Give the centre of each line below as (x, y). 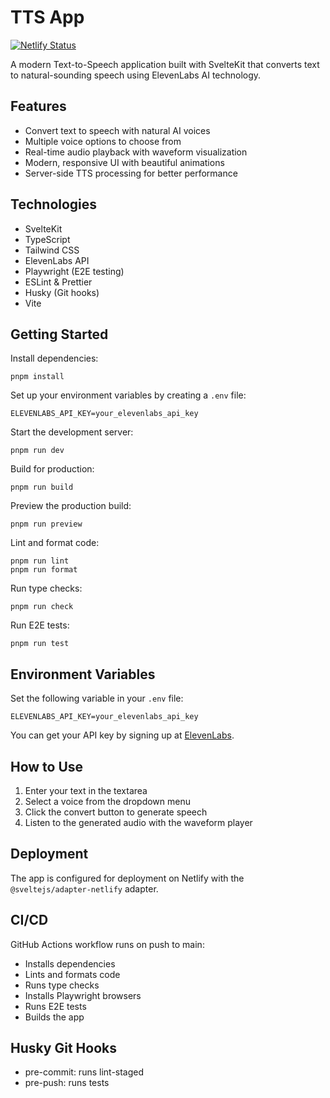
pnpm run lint (40, 561)
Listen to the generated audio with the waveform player (138, 822)
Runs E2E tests (55, 1006)
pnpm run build (42, 487)
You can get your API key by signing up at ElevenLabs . (122, 735)
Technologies (54, 204)
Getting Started (59, 334)
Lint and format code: (55, 543)
